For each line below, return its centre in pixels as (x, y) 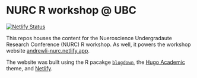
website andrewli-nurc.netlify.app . (48, 50)
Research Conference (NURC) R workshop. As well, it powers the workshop (99, 44)
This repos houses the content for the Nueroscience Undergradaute (89, 38)
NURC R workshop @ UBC (71, 10)
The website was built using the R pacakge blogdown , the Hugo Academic (96, 62)
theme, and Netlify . (29, 68)
